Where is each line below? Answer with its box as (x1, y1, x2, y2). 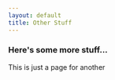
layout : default (8, 11, 61, 20)
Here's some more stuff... (8, 45, 108, 56)
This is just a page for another (8, 62, 106, 71)
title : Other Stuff (8, 19, 72, 27)
